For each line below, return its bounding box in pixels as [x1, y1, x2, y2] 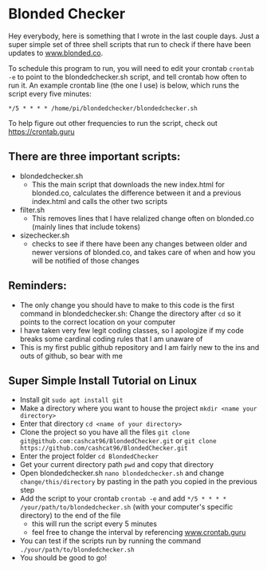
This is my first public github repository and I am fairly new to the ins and [19, 342, 260, 352]
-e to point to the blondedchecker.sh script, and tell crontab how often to [8, 72, 247, 81]
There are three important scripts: [8, 150, 181, 163]
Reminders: [8, 279, 68, 293]
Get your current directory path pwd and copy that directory [19, 460, 214, 470]
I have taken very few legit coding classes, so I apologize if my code [19, 325, 245, 335]
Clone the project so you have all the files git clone [19, 427, 190, 437]
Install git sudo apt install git [19, 395, 124, 405]
